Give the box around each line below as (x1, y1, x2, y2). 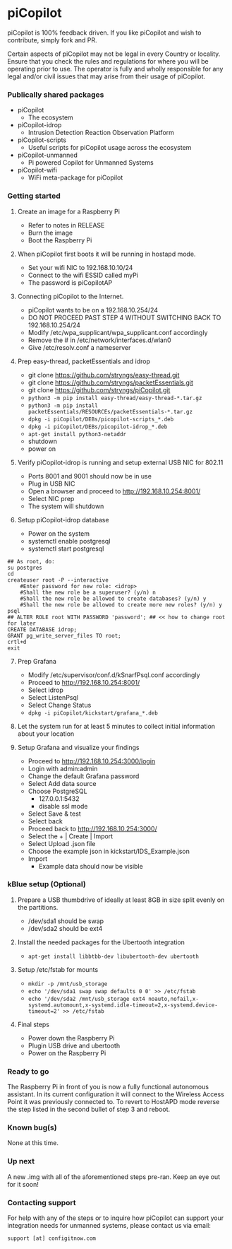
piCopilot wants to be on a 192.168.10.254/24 (28, 305, 159, 314)
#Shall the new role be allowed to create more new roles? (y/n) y (20, 601, 222, 609)
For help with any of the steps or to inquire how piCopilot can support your (7, 1214, 224, 1222)
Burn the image (28, 228, 73, 237)
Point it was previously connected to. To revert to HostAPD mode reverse (7, 1098, 220, 1106)
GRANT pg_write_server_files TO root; (7, 632, 121, 639)
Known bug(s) (7, 1122, 58, 1132)
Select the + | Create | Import (28, 832, 114, 840)
